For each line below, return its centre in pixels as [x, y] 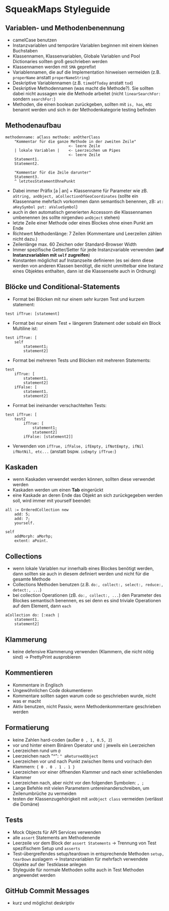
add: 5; [22, 515]
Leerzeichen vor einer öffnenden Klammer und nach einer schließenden [87, 772]
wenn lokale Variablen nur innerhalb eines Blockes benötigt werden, [83, 568]
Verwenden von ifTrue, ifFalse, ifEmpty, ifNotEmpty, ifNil [78, 446]
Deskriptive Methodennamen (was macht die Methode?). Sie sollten [83, 88]
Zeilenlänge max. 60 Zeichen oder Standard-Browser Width [75, 244]
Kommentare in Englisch [38, 685]
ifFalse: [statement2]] [48, 437]
